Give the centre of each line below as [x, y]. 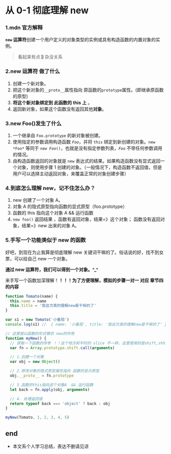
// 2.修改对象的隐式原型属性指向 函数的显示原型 [55, 371]
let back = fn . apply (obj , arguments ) [50, 390]
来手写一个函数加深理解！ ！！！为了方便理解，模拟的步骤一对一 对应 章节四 [84, 280]
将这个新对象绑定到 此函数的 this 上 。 [52, 102]
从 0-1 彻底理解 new [47, 10]
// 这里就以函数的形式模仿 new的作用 [40, 333]
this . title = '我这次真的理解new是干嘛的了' [53, 306]
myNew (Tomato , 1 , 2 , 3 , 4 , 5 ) [37, 418]
